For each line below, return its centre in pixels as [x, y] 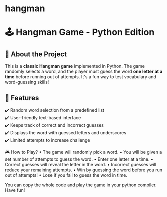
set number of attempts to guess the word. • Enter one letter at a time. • [79, 159]
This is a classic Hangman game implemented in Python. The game [75, 66]
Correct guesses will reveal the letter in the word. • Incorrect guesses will [81, 164]
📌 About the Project [36, 54]
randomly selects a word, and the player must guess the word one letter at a [84, 72]
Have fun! [15, 190]
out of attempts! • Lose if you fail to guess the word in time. [66, 175]
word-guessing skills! [27, 82]
